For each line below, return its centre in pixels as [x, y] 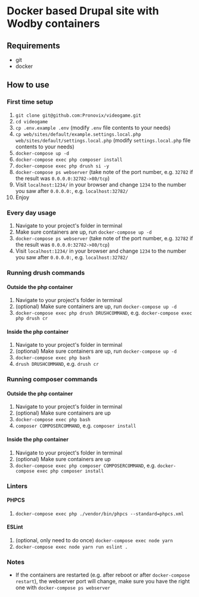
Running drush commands [46, 272]
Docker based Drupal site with [83, 11]
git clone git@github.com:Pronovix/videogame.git [78, 115]
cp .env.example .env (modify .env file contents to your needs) [93, 128]
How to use [28, 85]
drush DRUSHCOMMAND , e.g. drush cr [57, 364]
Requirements [33, 46]
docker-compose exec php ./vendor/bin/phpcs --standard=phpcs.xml [99, 514]
